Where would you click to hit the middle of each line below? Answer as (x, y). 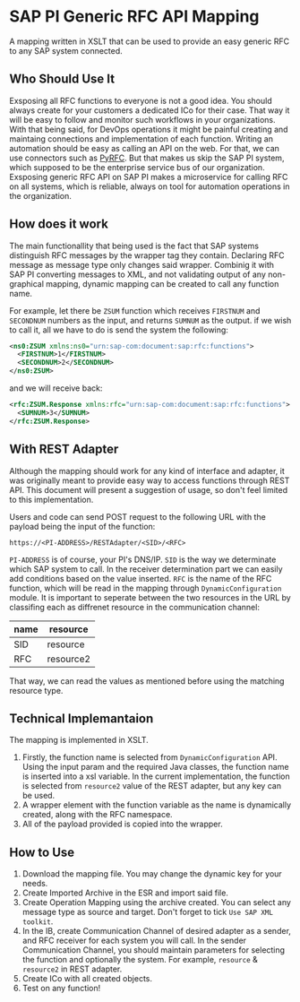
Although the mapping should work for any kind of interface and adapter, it (147, 471)
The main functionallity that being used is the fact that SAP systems (134, 246)
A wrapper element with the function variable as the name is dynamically (157, 805)
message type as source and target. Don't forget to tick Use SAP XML (147, 912)
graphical (27, 283)
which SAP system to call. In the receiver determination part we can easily (146, 569)
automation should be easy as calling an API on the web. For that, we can (145, 148)
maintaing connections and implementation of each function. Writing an (141, 138)
